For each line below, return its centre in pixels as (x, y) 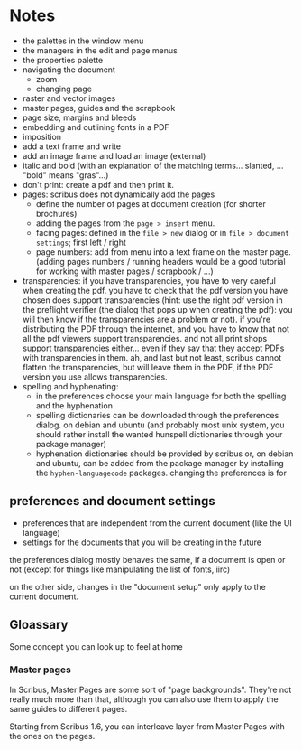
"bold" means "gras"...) (65, 175)
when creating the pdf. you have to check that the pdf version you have (155, 290)
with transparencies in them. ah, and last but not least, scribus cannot (152, 357)
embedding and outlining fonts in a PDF (96, 127)
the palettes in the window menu (83, 41)
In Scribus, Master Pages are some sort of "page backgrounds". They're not (151, 689)
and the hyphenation (74, 405)
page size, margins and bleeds (79, 117)
